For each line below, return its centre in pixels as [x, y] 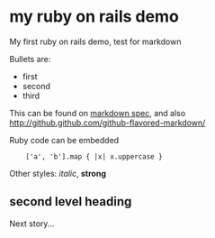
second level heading [71, 201]
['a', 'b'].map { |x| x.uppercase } [94, 156]
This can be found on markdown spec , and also [98, 113]
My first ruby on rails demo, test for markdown [95, 41]
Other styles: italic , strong [58, 173]
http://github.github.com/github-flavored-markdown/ [107, 123]
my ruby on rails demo [94, 17]
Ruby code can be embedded [64, 140]
